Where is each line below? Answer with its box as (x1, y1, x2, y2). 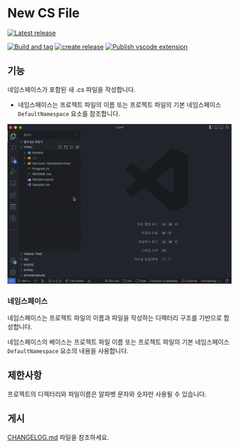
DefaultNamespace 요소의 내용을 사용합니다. (7, 346, 129, 355)
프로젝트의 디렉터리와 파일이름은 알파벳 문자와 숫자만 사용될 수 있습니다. (7, 390, 207, 398)
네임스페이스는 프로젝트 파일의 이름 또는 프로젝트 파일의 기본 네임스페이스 (17, 100, 222, 108)
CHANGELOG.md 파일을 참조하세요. (7, 433, 110, 442)
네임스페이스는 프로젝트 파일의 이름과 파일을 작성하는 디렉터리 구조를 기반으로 (7, 313, 223, 322)
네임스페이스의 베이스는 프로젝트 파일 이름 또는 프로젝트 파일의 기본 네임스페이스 (7, 337, 230, 346)
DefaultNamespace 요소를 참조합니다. (17, 109, 121, 118)
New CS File (7, 5, 80, 21)
